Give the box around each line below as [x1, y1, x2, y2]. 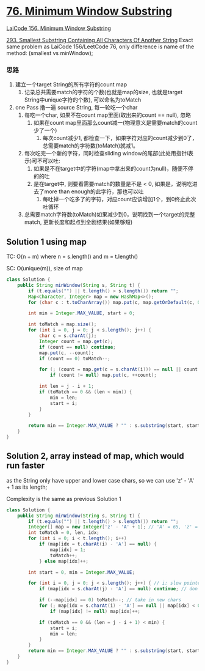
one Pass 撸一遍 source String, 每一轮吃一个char [15, 104, 138, 111]
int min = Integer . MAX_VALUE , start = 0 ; [28, 310, 135, 316]
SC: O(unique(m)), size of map [6, 265, 84, 272]
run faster [6, 461, 45, 471]
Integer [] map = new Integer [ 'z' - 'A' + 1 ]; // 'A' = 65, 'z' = [28, 524, 198, 530]
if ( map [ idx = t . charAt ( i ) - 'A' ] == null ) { [38, 541, 157, 547]
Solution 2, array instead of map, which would [6, 451, 184, 461]
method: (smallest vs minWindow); [6, 49, 93, 56]
